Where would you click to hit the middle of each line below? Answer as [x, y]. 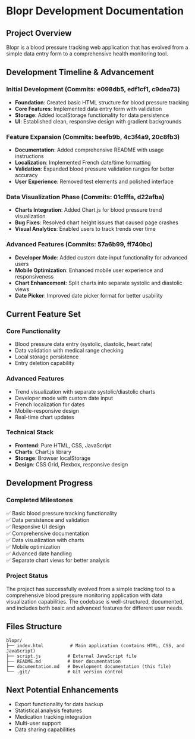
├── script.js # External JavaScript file [71, 656]
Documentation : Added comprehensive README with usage [89, 150]
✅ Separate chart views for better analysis [58, 560]
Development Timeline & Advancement [80, 72]
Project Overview [39, 33]
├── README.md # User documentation [63, 661]
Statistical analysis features [48, 710]
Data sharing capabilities [45, 729]
